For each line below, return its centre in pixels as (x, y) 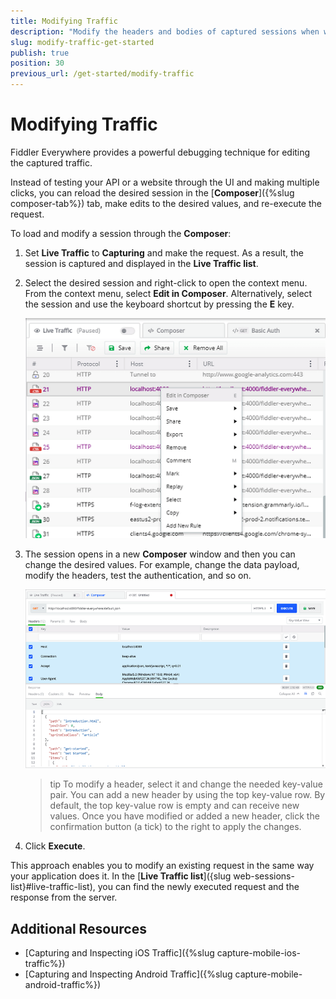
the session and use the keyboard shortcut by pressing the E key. (159, 304)
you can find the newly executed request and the (198, 887)
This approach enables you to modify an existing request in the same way (162, 866)
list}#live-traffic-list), (53, 887)
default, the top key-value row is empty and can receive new (174, 806)
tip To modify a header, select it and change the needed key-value (186, 784)
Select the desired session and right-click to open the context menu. (166, 282)
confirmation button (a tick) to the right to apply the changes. (175, 827)
